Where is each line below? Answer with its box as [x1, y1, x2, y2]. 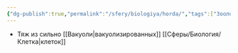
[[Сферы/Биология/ [162, 30, 222, 38]
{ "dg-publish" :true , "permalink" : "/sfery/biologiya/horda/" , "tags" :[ [6, 10, 214, 18]
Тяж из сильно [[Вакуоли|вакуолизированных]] [16, 30, 161, 38]
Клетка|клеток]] [16, 37, 66, 46]
